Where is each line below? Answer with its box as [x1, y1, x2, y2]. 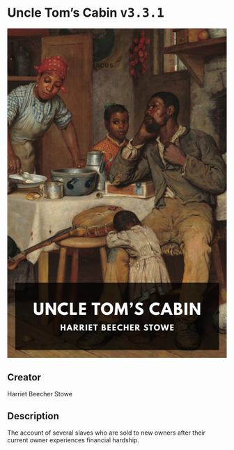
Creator [7, 371, 42, 384]
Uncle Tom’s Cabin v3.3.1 [7, 5, 165, 21]
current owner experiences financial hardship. [7, 436, 139, 444]
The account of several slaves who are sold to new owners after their [7, 428, 206, 437]
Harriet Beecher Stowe [7, 390, 73, 398]
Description [7, 410, 59, 422]
